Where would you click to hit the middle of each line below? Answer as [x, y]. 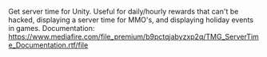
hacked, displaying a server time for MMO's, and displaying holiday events [131, 20]
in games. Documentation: [52, 28]
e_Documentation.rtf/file [48, 45]
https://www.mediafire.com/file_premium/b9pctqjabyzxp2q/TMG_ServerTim [134, 36]
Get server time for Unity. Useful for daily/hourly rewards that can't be [124, 11]
